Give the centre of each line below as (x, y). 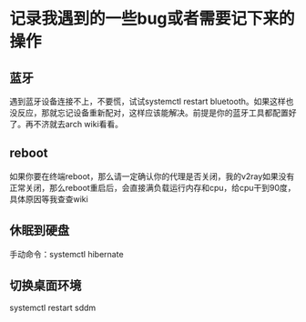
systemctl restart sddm (53, 308)
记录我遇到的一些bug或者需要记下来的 (152, 19)
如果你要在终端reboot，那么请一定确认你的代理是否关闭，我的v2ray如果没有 (152, 176)
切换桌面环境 (46, 286)
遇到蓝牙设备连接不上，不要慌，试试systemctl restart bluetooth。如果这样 (148, 101)
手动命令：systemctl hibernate (67, 254)
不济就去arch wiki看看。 (78, 124)
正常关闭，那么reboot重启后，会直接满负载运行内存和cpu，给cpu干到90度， (153, 187)
